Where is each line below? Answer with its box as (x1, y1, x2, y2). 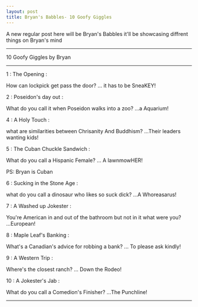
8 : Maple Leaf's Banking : (6, 231, 70, 239)
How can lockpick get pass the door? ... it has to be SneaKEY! (6, 82, 156, 89)
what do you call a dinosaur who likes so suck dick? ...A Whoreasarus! (6, 191, 177, 198)
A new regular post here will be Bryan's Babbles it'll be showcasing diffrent (6, 30, 189, 37)
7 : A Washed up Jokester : (6, 202, 72, 209)
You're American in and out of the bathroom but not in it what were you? (6, 213, 181, 221)
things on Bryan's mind (6, 37, 62, 44)
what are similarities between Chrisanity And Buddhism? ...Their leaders (6, 127, 181, 134)
